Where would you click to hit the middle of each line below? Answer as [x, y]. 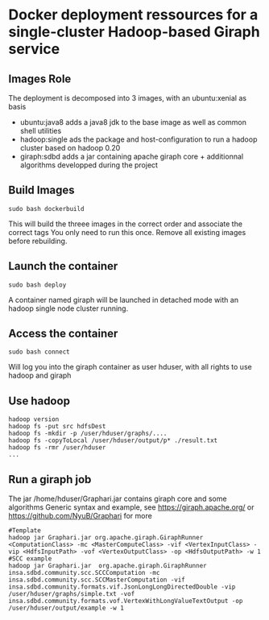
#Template [25, 531]
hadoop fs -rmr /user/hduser [57, 448]
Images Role [40, 79]
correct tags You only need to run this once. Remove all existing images [127, 232]
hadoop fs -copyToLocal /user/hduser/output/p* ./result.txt [113, 440]
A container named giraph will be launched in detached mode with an [124, 300]
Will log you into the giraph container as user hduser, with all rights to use [130, 367]
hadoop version [34, 420]
